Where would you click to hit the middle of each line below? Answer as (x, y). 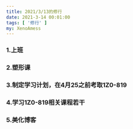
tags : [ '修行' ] (27, 23)
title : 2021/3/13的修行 (34, 12)
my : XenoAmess (24, 28)
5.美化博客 (21, 119)
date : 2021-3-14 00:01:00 (38, 17)
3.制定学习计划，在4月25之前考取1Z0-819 (66, 85)
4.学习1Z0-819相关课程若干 (45, 102)
